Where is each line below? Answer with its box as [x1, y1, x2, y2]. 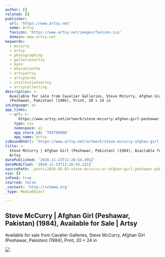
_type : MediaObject [5, 189, 45, 194]
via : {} [5, 171, 21, 176]
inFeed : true [5, 176, 32, 181]
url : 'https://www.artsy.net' [9, 21, 71, 26]
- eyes [9, 62, 23, 67]
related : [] [5, 12, 29, 17]
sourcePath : [5, 166, 29, 171]
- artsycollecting [9, 84, 48, 90]
